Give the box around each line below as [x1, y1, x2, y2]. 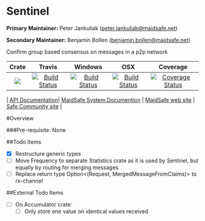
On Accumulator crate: [15, 201, 73, 208]
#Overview [6, 114, 34, 121]
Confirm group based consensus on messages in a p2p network [6, 48, 168, 56]
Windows [74, 62, 103, 71]
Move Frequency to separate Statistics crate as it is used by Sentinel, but [15, 157, 199, 164]
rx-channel [15, 177, 43, 184]
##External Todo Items [6, 189, 64, 197]
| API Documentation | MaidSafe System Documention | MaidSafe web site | [6, 96, 195, 103]
